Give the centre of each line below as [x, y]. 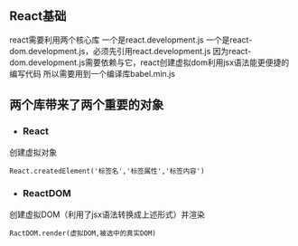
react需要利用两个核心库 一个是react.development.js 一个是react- [131, 40]
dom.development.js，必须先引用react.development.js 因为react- [130, 51]
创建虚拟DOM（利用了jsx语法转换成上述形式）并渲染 [107, 214]
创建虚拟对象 [33, 152]
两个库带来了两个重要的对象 [87, 105]
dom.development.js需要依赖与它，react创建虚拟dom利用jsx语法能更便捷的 [149, 62]
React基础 [38, 16]
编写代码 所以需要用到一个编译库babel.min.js [93, 73]
